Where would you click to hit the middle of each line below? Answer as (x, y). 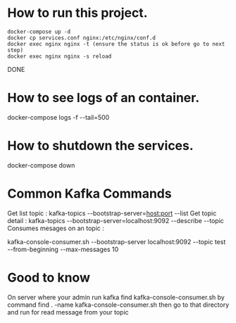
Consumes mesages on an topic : (56, 228)
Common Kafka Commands (89, 194)
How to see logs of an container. (104, 98)
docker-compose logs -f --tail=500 (58, 117)
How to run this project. (77, 13)
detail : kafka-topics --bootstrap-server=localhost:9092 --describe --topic (116, 220)
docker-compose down (41, 165)
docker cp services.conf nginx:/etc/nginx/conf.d (82, 38)
